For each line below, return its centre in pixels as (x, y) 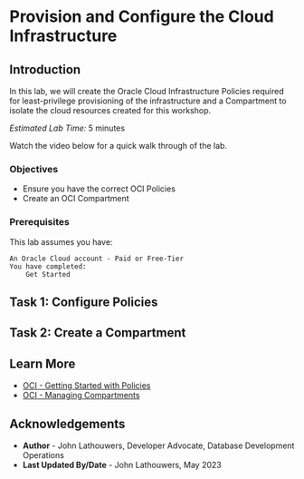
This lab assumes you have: (61, 241)
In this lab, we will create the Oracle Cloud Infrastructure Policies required (147, 91)
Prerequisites (39, 222)
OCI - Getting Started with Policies (86, 386)
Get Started (48, 274)
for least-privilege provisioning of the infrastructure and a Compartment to (148, 101)
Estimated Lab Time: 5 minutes (67, 128)
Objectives (34, 169)
